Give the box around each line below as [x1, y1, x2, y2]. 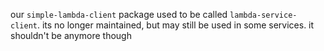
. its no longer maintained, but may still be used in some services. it [36, 19, 315, 31]
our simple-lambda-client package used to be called [10, 9, 228, 20]
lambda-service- [229, 10, 298, 20]
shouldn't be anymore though [10, 30, 132, 41]
